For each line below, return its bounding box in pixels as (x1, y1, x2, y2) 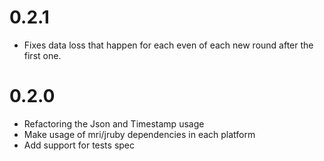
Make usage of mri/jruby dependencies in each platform (23, 128, 256, 140)
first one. (23, 49, 62, 61)
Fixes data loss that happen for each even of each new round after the (23, 39, 314, 51)
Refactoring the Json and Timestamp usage (23, 117, 205, 130)
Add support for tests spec (23, 139, 136, 151)
